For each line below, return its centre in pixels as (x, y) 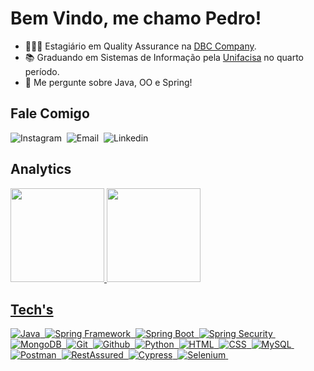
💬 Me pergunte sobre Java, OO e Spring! (108, 82)
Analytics (41, 169)
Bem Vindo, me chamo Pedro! (136, 18)
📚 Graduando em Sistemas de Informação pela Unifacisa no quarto (164, 57)
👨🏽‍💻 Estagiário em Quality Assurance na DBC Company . (140, 46)
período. (42, 71)
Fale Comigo (50, 113)
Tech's (32, 309)
